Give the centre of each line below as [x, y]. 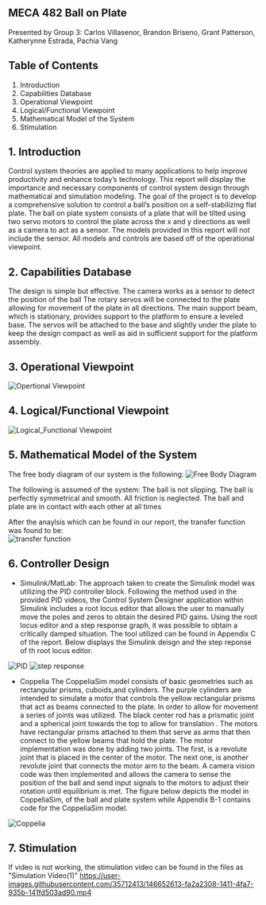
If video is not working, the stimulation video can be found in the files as [126, 867]
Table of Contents [54, 66]
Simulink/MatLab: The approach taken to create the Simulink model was [137, 582]
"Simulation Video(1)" [43, 876]
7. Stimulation [42, 848]
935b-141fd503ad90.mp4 [50, 892]
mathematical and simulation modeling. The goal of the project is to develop [132, 196]
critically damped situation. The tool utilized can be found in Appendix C [138, 633]
